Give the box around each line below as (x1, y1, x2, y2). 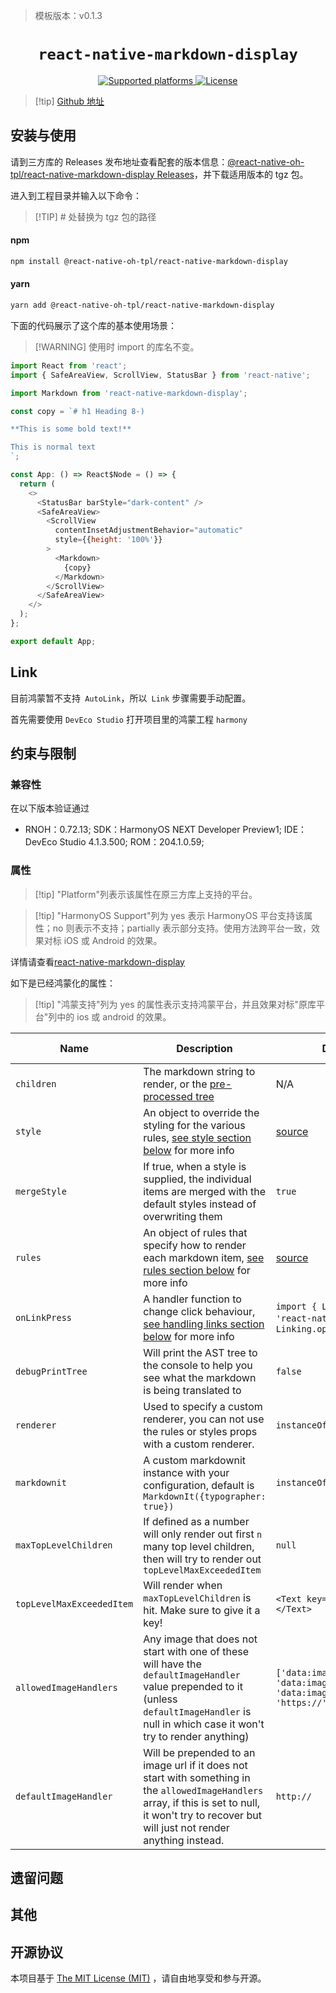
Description (176, 1041, 233, 1055)
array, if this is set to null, (143, 1795, 261, 1809)
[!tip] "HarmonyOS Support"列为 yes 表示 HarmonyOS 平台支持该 (34, 909, 305, 921)
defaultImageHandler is (143, 1704, 252, 1718)
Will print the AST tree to (143, 1345, 258, 1359)
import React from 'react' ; (10, 360, 128, 371)
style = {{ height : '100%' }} (54, 535, 163, 545)
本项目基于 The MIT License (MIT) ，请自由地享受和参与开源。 (10, 1972, 267, 1984)
